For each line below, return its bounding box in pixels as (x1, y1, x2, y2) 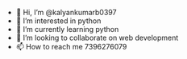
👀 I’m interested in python (15, 16, 102, 26)
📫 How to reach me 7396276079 (15, 42, 127, 51)
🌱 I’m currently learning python (15, 25, 119, 33)
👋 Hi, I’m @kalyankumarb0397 (15, 8, 117, 17)
